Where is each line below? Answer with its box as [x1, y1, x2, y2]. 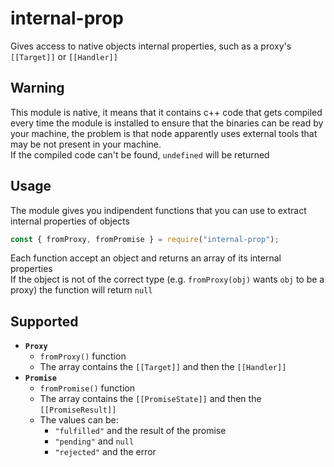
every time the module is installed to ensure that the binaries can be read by [10, 117, 324, 129]
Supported [10, 313, 79, 330]
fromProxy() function [39, 350, 127, 362]
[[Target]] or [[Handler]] [10, 50, 118, 62]
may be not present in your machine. [10, 138, 162, 150]
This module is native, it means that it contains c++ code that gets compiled [10, 106, 323, 118]
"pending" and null [54, 435, 135, 447]
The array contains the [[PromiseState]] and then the [39, 393, 262, 405]
